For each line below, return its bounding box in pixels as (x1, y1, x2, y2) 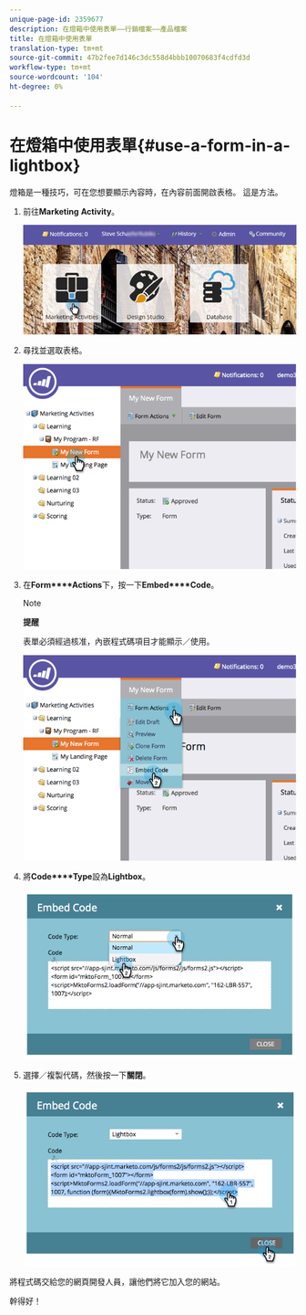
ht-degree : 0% (9, 82, 64, 91)
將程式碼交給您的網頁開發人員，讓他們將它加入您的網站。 (9, 1277, 225, 1288)
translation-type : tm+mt (9, 44, 104, 53)
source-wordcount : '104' (9, 73, 104, 82)
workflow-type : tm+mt (9, 63, 92, 72)
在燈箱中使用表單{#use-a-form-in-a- (9, 135, 291, 155)
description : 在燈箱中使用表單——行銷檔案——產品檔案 (9, 24, 188, 34)
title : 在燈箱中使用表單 (9, 34, 93, 43)
